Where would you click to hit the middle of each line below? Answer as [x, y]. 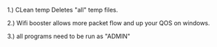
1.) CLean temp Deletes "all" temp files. [63, 10]
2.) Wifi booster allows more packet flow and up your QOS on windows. [108, 23]
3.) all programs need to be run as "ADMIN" [69, 36]
